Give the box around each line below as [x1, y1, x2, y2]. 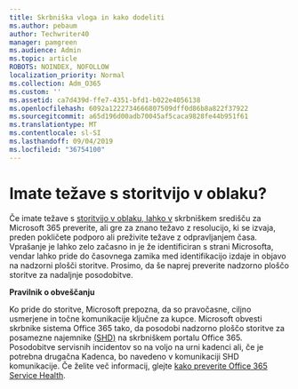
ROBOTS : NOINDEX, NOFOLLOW [9, 63, 109, 72]
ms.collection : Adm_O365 [9, 79, 101, 88]
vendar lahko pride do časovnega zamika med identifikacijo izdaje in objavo [9, 250, 286, 261]
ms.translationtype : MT [9, 121, 98, 130]
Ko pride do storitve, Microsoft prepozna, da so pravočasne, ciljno [9, 304, 252, 314]
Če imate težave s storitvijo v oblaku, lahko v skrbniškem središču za [9, 212, 262, 223]
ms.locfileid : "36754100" [9, 145, 105, 154]
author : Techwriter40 [9, 29, 90, 38]
